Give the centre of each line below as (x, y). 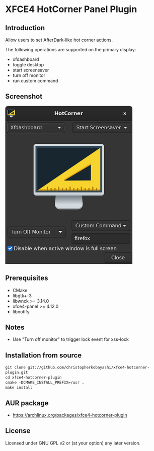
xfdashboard (26, 59)
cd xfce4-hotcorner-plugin (33, 378)
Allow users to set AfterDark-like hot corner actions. (59, 40)
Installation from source (44, 355)
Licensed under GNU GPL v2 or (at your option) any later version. (73, 443)
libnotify (21, 311)
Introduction (25, 28)
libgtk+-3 (22, 296)
